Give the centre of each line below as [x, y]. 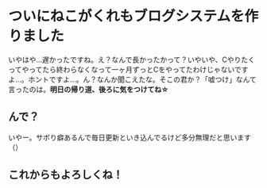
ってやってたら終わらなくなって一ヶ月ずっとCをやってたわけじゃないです [128, 69]
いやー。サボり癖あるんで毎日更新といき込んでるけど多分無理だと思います [130, 137]
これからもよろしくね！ [66, 175]
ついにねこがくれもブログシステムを [126, 16]
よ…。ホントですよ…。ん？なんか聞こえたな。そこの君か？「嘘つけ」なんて [132, 79]
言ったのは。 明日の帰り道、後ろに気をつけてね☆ [89, 89]
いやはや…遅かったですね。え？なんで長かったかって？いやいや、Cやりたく [132, 59]
